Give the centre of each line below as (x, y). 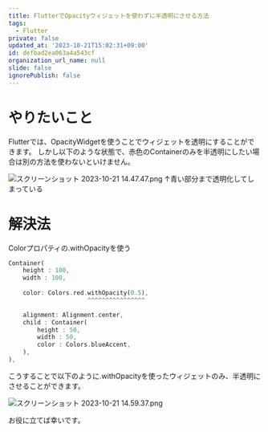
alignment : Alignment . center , (73, 315)
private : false (34, 38)
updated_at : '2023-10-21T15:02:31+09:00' (79, 46)
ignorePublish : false (45, 75)
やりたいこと (51, 118)
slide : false (30, 68)
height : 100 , (46, 271)
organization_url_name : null (57, 61)
